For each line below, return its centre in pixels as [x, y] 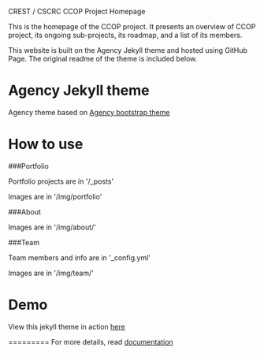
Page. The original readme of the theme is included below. [103, 59]
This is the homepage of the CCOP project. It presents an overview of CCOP [132, 26]
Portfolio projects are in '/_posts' [61, 181]
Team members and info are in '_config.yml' [80, 257]
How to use [46, 144]
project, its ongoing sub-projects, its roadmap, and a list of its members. [125, 35]
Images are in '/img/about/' [52, 227]
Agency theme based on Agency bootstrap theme [89, 112]
